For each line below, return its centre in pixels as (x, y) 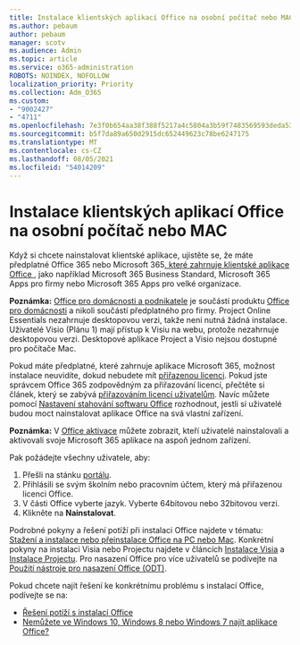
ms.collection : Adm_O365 (55, 92)
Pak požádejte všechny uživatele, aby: (80, 458)
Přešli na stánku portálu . (67, 475)
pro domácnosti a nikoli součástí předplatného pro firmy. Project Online (140, 310)
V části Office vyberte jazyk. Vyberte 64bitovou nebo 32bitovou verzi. (151, 504)
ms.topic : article (43, 59)
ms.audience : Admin (46, 51)
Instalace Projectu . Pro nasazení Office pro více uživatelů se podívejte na (143, 559)
